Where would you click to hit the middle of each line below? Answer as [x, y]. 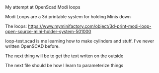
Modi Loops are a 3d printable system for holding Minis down [68, 17]
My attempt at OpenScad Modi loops [43, 7]
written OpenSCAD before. [33, 46]
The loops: [16, 26]
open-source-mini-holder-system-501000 [48, 31]
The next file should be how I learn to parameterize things [64, 65]
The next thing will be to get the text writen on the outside [64, 56]
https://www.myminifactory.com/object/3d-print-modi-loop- [90, 26]
